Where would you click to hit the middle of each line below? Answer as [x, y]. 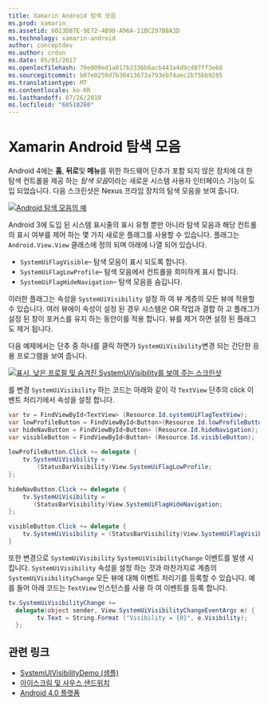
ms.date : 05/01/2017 [43, 61]
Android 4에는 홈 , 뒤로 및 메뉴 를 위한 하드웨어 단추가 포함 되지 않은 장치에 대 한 [130, 171]
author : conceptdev [41, 46]
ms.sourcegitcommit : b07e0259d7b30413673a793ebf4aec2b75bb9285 [116, 75]
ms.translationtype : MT [48, 82]
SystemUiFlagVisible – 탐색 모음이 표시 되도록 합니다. [103, 262]
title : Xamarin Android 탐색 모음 [62, 16]
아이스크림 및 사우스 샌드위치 [65, 683]
